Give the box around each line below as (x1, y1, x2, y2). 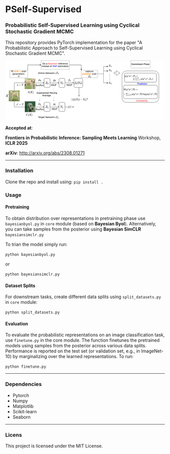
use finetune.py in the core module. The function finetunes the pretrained (5, 337, 160, 343)
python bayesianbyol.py (5, 252, 56, 257)
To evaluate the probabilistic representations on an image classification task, (5, 332, 165, 338)
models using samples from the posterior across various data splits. (5, 343, 147, 349)
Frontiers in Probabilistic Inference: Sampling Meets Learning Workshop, (5, 135, 161, 141)
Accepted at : (5, 124, 33, 131)
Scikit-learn (12, 408, 37, 414)
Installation (5, 167, 34, 174)
